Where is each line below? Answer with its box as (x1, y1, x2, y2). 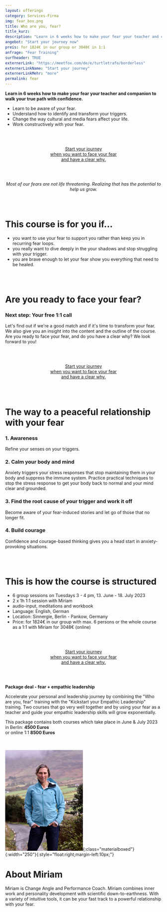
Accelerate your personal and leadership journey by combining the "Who (5, 693, 155, 699)
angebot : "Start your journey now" (5, 40, 79, 45)
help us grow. (69, 187, 98, 192)
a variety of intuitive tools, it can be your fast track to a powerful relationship (5, 896, 162, 902)
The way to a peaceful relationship (5, 406, 151, 417)
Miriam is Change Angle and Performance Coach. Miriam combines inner (5, 885, 155, 891)
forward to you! (5, 339, 37, 345)
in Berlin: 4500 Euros (5, 724, 49, 730)
